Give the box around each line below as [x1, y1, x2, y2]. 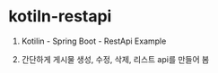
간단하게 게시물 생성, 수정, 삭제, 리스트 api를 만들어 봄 [21, 53, 210, 64]
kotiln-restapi [8, 6, 112, 27]
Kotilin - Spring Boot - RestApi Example [21, 36, 167, 46]
